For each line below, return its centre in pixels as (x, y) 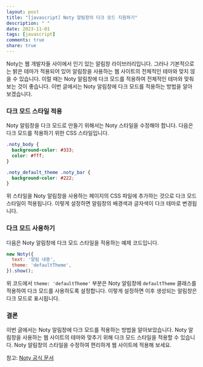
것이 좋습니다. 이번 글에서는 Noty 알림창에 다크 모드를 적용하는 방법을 (99, 86)
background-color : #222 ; (43, 178)
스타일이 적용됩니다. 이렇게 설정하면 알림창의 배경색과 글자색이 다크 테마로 (94, 203)
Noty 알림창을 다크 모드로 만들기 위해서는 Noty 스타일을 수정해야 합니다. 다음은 (100, 125)
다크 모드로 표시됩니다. (33, 299)
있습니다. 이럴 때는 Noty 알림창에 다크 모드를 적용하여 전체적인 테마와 (101, 79)
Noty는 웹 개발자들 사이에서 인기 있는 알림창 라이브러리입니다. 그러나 (87, 64)
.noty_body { (23, 145)
